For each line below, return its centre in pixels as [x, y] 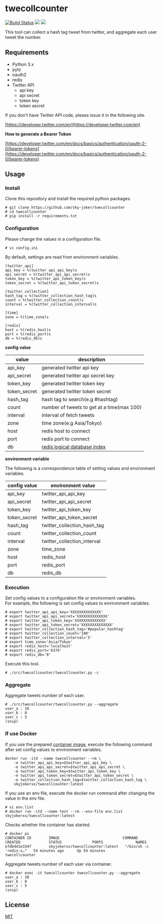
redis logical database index [74, 447]
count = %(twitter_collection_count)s [44, 300]
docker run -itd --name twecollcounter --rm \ [53, 758]
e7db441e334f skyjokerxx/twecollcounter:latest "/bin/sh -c [77, 846]
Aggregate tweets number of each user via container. [59, 864]
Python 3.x [23, 64]
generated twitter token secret [76, 391]
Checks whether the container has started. [48, 825]
